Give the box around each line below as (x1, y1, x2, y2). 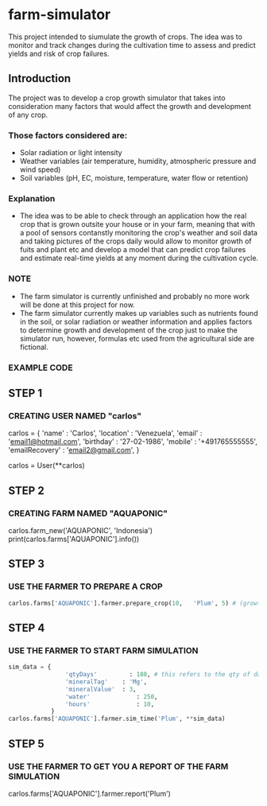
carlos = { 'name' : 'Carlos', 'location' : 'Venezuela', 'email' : (8, 428, 203, 438)
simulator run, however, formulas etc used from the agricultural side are (19, 333, 255, 343)
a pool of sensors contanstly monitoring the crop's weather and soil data (19, 228, 258, 238)
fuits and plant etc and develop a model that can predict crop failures (19, 245, 246, 255)
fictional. (19, 342, 49, 352)
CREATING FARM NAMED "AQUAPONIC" (8, 508, 168, 519)
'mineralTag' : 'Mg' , (64, 678, 148, 686)
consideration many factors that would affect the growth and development (8, 101, 252, 111)
